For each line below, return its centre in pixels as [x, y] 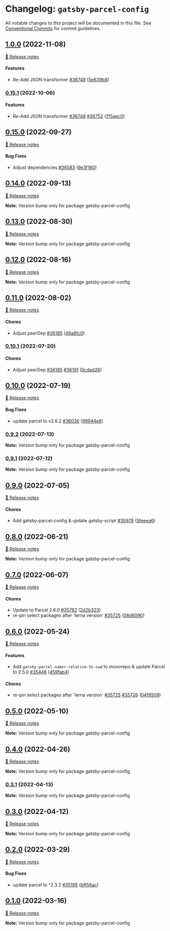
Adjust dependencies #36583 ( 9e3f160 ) [55, 167]
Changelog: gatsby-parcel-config [77, 9]
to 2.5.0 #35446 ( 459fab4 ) [41, 672]
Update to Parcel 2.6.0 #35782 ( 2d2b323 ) [56, 610]
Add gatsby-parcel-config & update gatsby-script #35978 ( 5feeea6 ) [84, 521]
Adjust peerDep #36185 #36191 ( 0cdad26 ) [57, 370]
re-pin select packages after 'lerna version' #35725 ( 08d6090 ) [79, 615]
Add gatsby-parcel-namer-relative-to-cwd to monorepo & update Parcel [89, 667]
